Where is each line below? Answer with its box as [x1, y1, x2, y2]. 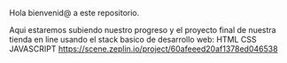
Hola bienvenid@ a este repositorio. [9, 8, 140, 18]
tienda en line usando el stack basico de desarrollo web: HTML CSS [9, 35, 257, 44]
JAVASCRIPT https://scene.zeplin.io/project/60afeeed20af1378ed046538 [9, 43, 278, 54]
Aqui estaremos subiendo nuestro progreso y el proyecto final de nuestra [9, 25, 276, 35]
